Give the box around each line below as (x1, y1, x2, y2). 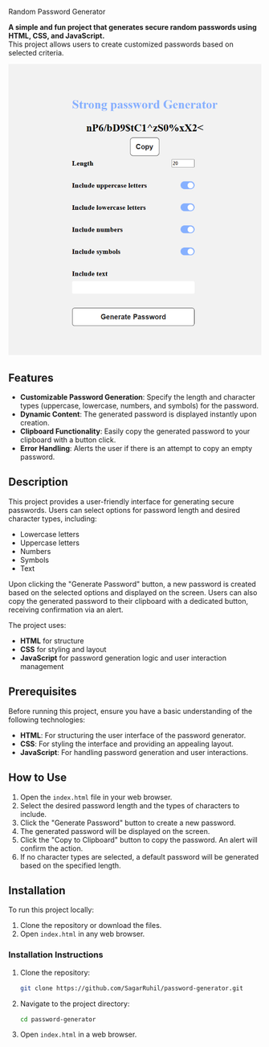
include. (19, 809, 47, 819)
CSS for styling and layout (19, 644, 107, 654)
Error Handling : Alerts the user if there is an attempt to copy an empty (19, 444, 253, 454)
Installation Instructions (8, 949, 104, 960)
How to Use (8, 771, 67, 785)
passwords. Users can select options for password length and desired (8, 505, 241, 515)
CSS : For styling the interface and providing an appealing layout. (19, 739, 234, 749)
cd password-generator (19, 1015, 96, 1024)
